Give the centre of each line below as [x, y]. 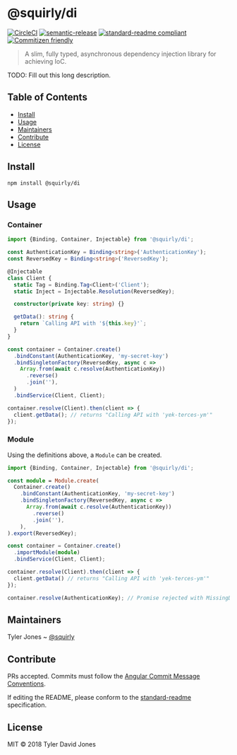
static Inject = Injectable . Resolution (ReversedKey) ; [94, 292]
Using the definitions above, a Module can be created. [85, 455]
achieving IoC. [45, 61]
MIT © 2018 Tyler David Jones [52, 744]
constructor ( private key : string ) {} [69, 304]
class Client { [30, 278]
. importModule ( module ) [47, 553]
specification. [27, 705]
